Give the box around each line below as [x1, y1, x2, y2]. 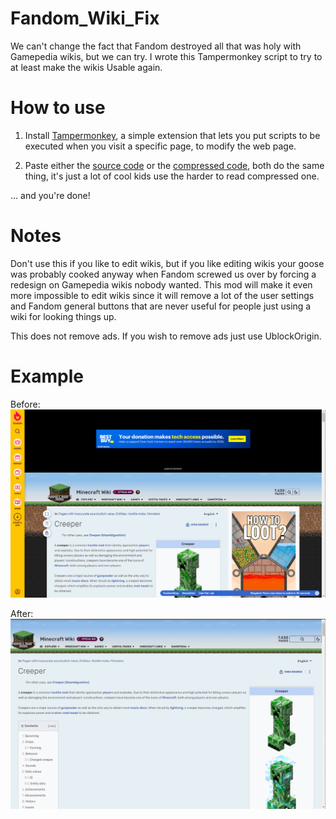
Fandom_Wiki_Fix [10, 7, 160, 30]
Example [10, 365, 84, 387]
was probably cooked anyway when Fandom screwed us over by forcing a [10, 268, 317, 280]
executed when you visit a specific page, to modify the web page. [24, 140, 297, 152]
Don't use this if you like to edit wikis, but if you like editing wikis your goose [10, 257, 325, 269]
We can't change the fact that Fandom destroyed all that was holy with [10, 40, 302, 52]
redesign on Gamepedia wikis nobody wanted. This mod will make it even [10, 278, 313, 291]
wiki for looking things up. [10, 310, 117, 322]
